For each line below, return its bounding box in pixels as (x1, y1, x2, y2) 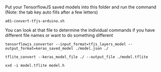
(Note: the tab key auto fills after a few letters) (5, 9, 98, 15)
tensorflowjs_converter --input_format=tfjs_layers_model (5, 42, 126, 47)
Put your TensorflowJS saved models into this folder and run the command (5, 4, 157, 10)
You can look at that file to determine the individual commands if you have (5, 27, 155, 33)
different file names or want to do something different (5, 33, 113, 38)
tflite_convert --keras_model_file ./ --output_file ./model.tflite (5, 54, 148, 59)
